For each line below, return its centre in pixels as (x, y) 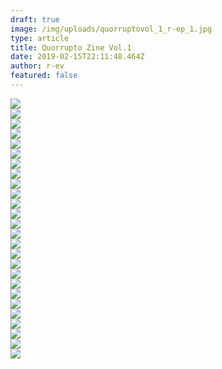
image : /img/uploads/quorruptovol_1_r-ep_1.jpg (111, 29)
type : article (40, 38)
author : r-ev (37, 66)
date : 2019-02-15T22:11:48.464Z (77, 57)
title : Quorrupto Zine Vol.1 (71, 47)
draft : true (35, 19)
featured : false (44, 76)
